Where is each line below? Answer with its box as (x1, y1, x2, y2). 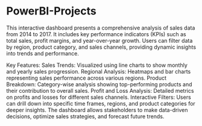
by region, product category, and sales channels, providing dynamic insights (6, 43, 197, 51)
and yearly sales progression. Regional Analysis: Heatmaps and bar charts (6, 68, 191, 75)
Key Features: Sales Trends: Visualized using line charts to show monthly (6, 61, 188, 69)
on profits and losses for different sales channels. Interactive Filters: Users (6, 93, 191, 101)
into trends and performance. (6, 49, 80, 57)
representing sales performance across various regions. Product (6, 74, 167, 81)
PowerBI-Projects (6, 4, 96, 18)
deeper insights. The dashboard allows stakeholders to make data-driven (6, 106, 188, 113)
